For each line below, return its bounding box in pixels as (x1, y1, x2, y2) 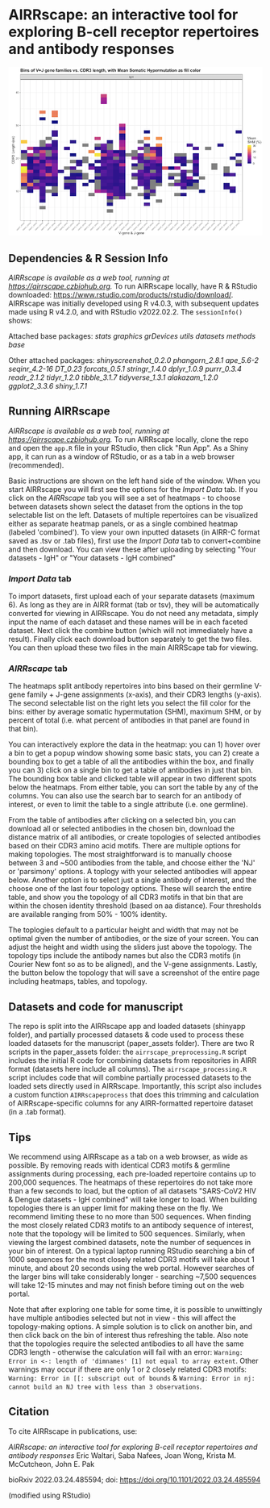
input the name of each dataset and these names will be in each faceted (8, 617, 248, 627)
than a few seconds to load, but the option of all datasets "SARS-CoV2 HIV (8, 1186, 256, 1196)
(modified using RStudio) (8, 1490, 91, 1500)
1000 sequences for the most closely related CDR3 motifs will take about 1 (8, 1255, 255, 1264)
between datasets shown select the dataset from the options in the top (8, 502, 243, 511)
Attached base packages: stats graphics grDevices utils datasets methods (8, 331, 256, 341)
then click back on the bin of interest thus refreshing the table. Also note (8, 1331, 248, 1340)
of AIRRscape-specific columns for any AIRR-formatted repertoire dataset (8, 1098, 254, 1108)
